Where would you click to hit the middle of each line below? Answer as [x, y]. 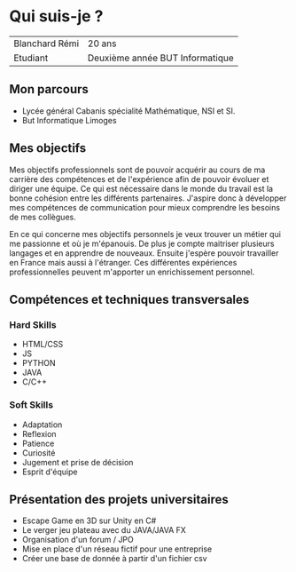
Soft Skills [31, 405]
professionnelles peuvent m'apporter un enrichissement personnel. [132, 272]
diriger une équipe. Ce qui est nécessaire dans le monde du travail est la [141, 188]
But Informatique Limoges [69, 120]
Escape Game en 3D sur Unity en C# [89, 520]
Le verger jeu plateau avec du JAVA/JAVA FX [104, 530]
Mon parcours [49, 89]
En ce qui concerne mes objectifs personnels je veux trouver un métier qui [145, 234]
